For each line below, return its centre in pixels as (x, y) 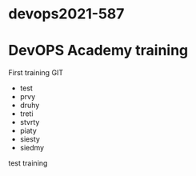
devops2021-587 (66, 14)
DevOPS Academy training (98, 51)
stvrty (30, 122)
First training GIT (36, 73)
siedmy (32, 148)
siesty (30, 139)
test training (28, 163)
